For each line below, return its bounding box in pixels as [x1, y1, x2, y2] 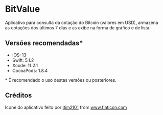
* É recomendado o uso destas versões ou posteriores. [5, 77, 116, 83]
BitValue [5, 3, 40, 15]
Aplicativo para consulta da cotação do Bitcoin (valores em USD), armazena [5, 20, 158, 25]
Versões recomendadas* [5, 39, 83, 47]
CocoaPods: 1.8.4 [12, 68, 48, 73]
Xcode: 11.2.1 [12, 62, 38, 68]
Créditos [5, 92, 32, 100]
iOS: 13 [12, 52, 27, 58]
